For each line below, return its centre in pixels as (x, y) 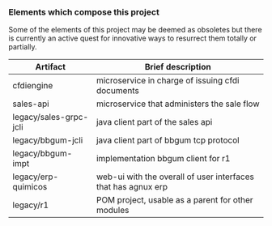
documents (117, 91)
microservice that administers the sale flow (178, 104)
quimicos (30, 187)
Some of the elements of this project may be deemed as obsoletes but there (135, 30)
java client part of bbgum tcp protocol (168, 140)
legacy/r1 (31, 205)
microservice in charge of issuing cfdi (168, 81)
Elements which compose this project (84, 12)
